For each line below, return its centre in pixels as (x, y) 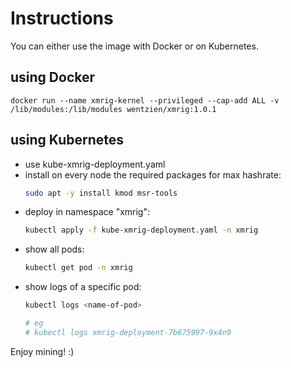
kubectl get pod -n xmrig (78, 268)
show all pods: (54, 249)
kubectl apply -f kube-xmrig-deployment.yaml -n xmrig (141, 230)
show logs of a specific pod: (83, 287)
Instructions (62, 18)
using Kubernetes (67, 140)
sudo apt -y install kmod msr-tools (101, 193)
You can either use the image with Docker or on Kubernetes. (134, 46)
